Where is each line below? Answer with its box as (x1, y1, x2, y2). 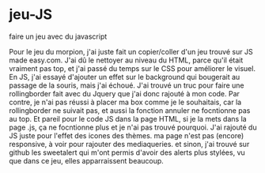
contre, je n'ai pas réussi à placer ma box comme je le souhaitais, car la (9, 97, 242, 107)
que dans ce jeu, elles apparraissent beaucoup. (9, 156, 165, 165)
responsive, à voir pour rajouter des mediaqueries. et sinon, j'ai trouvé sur (9, 139, 250, 149)
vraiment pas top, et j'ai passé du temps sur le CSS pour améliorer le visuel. (9, 63, 256, 73)
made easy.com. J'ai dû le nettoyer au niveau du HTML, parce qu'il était (9, 55, 244, 65)
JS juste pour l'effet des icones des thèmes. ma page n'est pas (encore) (9, 130, 244, 140)
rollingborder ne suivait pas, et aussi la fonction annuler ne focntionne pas (9, 105, 251, 115)
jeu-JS (9, 6, 53, 24)
